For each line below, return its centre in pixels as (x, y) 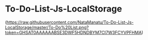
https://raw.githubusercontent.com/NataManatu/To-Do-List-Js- (70, 22)
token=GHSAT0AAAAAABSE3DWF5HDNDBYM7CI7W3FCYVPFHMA (74, 32)
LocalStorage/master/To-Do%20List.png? (47, 27)
